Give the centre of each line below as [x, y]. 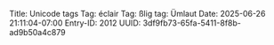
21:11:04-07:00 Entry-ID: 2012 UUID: [75, 23]
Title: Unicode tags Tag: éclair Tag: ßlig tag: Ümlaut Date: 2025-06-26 [137, 14]
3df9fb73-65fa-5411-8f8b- [192, 23]
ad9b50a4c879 [37, 32]
